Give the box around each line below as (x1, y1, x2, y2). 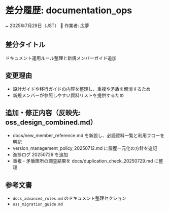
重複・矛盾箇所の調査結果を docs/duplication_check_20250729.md (12, 158, 153, 164)
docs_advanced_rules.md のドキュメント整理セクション (12, 195, 127, 201)
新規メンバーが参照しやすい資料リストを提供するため (12, 92, 124, 98)
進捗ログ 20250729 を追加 (12, 151, 69, 158)
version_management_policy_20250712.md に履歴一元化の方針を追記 (12, 145, 157, 151)
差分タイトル (5, 40, 46, 49)
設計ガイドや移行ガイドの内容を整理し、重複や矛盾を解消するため (12, 86, 151, 92)
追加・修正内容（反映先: (5, 108, 81, 117)
